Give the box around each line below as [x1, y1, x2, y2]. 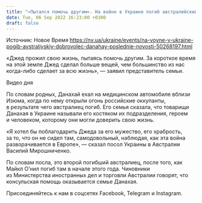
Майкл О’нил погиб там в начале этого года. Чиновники [6, 165, 150, 172]
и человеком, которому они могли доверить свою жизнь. [6, 116, 155, 123]
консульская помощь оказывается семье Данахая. [6, 178, 138, 186]
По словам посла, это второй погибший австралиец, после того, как [6, 159, 183, 166]
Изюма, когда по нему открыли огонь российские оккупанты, [6, 97, 166, 104]
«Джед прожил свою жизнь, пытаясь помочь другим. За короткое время [6, 55, 196, 62]
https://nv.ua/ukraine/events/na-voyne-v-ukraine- [69, 37, 194, 44]
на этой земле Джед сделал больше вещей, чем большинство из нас [6, 61, 185, 68]
